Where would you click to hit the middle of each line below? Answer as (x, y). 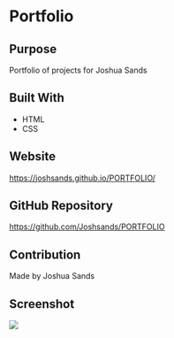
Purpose (33, 49)
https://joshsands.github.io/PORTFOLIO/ (83, 178)
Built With (37, 98)
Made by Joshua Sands (52, 276)
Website (32, 157)
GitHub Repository (61, 206)
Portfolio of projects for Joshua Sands (78, 70)
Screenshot (42, 304)
